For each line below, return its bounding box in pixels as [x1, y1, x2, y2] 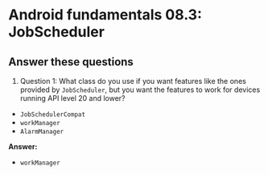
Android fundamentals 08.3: [8, 6, 203, 24]
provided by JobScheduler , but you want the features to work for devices [19, 85, 261, 94]
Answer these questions [8, 55, 134, 69]
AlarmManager [19, 127, 64, 135]
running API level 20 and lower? [19, 94, 126, 102]
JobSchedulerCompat [19, 110, 86, 119]
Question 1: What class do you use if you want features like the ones [19, 77, 247, 85]
